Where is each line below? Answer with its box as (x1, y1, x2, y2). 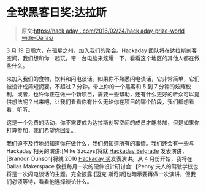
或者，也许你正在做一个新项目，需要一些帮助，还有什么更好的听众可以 (17, 90, 194, 98)
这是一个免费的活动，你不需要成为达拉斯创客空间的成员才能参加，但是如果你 (6, 119, 200, 126)
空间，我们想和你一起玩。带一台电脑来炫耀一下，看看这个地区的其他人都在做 (6, 54, 200, 61)
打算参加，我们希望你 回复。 (6, 127, 77, 134)
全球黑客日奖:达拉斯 (6, 6, 107, 20)
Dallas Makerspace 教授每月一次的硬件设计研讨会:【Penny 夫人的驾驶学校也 (6, 162, 199, 170)
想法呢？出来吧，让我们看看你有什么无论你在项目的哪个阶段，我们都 (11, 98, 184, 105)
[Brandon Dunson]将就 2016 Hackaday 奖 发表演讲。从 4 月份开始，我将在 (6, 155, 193, 162)
